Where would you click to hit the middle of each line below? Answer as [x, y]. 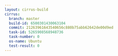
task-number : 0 [24, 37]
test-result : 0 [24, 46]
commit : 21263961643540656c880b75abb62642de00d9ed [61, 28]
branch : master [24, 19]
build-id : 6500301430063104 [37, 23]
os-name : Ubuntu [25, 41]
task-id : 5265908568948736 [36, 32]
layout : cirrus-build [26, 9]
